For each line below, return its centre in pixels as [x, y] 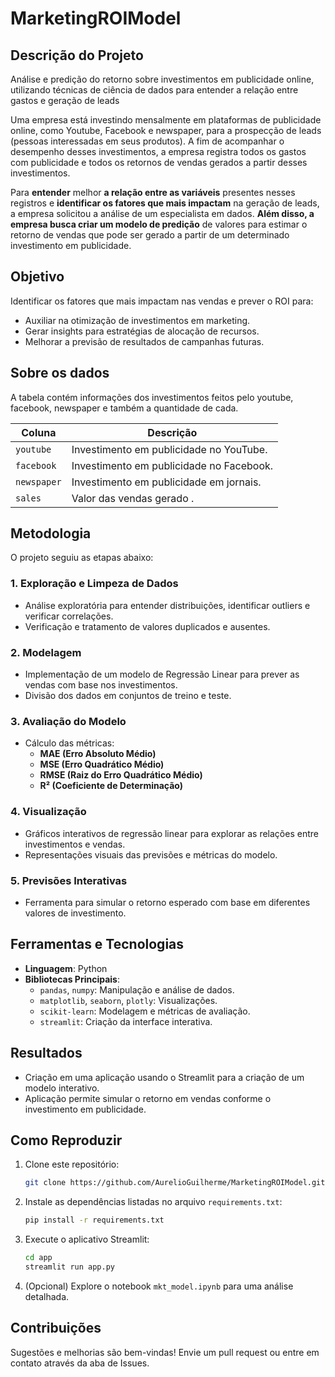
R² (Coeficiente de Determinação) [111, 786]
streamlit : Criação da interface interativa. [126, 1021]
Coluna [39, 432]
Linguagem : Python [66, 968]
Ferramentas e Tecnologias [97, 944]
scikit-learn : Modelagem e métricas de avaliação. [145, 1011]
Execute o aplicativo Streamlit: [87, 1239]
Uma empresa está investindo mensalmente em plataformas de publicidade [166, 120]
